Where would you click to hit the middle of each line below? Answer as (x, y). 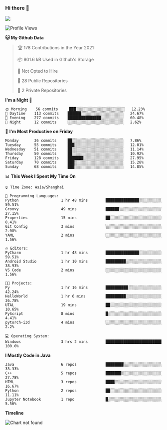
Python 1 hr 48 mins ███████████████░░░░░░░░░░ (83, 201)
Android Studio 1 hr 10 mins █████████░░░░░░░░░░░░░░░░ (83, 262)
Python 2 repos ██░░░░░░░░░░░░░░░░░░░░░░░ (83, 391)
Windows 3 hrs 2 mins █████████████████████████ (83, 342)
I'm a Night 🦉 (19, 100)
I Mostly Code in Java (28, 355)
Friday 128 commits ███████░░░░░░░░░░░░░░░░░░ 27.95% (74, 158)
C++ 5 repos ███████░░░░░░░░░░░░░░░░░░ (83, 373)
